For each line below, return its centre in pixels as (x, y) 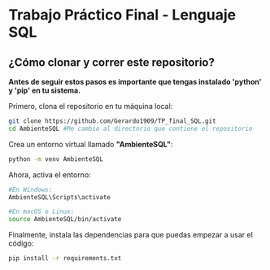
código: (21, 244)
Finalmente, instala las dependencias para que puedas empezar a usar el (131, 235)
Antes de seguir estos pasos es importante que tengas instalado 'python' (135, 82)
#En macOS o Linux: (41, 212)
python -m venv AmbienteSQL (56, 159)
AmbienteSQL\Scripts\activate (60, 197)
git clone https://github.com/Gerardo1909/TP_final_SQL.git (113, 121)
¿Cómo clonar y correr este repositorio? (112, 62)
